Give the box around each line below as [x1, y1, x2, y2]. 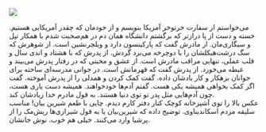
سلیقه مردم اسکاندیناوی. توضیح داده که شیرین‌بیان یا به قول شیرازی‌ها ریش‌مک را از [9, 107, 255, 115]
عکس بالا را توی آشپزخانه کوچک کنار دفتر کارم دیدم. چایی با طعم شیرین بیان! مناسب [9, 98, 259, 107]
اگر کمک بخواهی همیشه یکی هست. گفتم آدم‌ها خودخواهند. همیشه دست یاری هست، [9, 81, 255, 90]
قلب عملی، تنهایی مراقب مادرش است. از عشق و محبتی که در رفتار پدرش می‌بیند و [9, 56, 255, 66]
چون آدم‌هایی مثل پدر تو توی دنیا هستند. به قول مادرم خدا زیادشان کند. [9, 90, 215, 99]
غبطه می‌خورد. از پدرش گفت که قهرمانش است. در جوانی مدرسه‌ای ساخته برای [9, 65, 244, 74]
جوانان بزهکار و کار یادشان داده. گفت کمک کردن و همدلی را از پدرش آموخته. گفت [9, 73, 251, 82]
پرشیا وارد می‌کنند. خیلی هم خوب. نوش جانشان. [9, 115, 150, 124]
